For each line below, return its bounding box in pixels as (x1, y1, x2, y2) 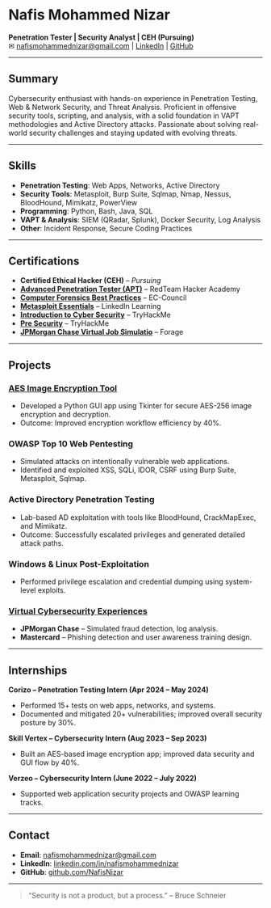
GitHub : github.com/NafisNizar (19, 867, 123, 876)
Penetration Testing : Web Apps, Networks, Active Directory (19, 180, 220, 190)
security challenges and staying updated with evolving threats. (28, 128, 238, 137)
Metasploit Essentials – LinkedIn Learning (19, 302, 161, 311)
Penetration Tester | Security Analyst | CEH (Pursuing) (8, 32, 195, 42)
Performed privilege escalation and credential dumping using (19, 576, 223, 586)
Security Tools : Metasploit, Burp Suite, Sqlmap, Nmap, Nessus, (19, 188, 231, 199)
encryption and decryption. (19, 410, 111, 420)
